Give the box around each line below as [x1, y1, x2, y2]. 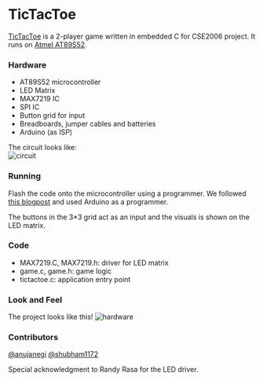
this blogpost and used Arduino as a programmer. [8, 197, 169, 206]
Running [8, 171, 42, 182]
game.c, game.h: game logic [19, 266, 112, 276]
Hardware [8, 59, 47, 70]
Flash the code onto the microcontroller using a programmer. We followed [8, 189, 247, 198]
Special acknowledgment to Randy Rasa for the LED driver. [8, 365, 199, 374]
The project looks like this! [8, 312, 93, 321]
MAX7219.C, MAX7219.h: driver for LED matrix [19, 258, 169, 267]
